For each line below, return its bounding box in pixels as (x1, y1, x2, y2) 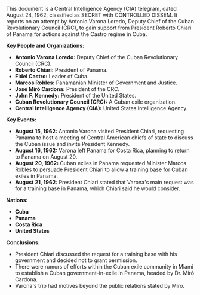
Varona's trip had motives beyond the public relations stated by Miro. (14, 282, 185, 289)
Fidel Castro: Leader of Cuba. (14, 73, 89, 80)
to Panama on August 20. (14, 153, 78, 160)
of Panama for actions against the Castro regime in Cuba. (6, 31, 147, 38)
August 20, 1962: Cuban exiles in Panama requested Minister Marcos (14, 160, 187, 166)
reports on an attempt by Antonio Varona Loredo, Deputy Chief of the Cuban (6, 18, 194, 25)
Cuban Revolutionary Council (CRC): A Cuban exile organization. (14, 98, 177, 105)
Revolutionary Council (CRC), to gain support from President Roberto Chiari (6, 24, 192, 31)
